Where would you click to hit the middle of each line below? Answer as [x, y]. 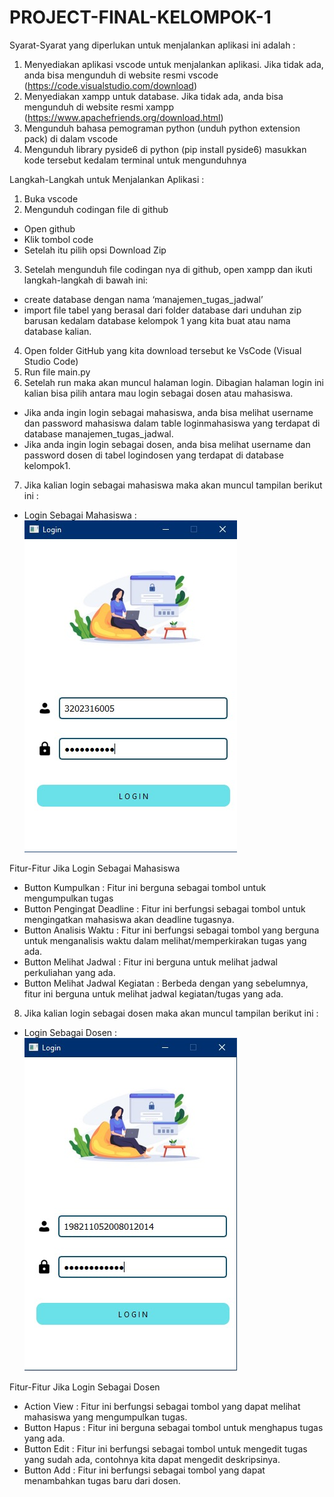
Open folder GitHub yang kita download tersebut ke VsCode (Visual [162, 350]
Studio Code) [51, 361]
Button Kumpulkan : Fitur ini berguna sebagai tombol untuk [145, 887]
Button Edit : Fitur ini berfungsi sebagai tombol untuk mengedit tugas [165, 1448]
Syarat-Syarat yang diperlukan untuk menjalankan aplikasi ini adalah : [152, 45]
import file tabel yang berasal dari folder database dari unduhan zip [162, 310]
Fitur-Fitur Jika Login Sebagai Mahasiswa [95, 868]
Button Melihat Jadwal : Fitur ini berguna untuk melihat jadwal [150, 962]
